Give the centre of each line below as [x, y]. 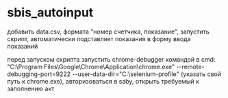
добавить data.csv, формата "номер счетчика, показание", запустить [109, 32]
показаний [23, 46]
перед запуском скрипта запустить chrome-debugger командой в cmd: [111, 59]
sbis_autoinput [50, 13]
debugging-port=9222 [39, 74]
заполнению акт [31, 88]
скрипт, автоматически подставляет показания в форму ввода [99, 38]
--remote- [190, 66]
